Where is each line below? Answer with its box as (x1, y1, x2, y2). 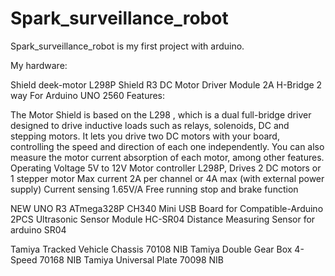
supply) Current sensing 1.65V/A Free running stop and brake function (10, 183, 299, 195)
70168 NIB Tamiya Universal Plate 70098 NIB (39, 253, 224, 266)
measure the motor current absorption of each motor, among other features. (10, 151, 325, 163)
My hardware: (10, 59, 68, 71)
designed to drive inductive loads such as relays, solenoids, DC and (10, 119, 290, 131)
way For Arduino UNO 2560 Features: (10, 89, 166, 101)
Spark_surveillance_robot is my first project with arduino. (10, 40, 245, 52)
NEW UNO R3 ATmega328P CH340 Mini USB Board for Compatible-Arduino (10, 202, 324, 214)
